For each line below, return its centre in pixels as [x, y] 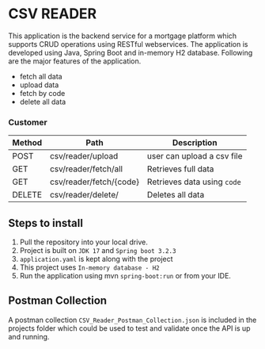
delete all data [43, 102]
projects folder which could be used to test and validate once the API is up [129, 328]
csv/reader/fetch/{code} [95, 182]
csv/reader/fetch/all [87, 169]
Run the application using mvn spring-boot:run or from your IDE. [125, 276]
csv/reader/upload [84, 156]
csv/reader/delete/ [84, 195]
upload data [39, 85]
